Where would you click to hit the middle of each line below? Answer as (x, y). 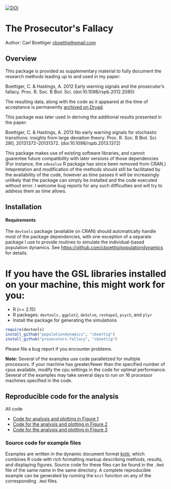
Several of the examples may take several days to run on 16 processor (79, 375)
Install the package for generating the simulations (65, 320)
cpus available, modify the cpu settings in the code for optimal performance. (86, 370)
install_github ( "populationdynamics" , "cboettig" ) (60, 334)
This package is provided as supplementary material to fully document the (83, 71)
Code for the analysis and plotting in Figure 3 (60, 429)
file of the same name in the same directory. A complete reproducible (78, 470)
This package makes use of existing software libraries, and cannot (75, 153)
